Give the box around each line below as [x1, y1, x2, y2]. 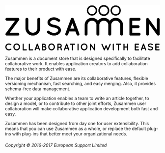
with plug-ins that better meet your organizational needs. [12, 131, 128, 137]
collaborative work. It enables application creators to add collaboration [5, 61, 148, 67]
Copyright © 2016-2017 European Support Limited [5, 142, 107, 148]
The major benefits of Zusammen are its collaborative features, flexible [5, 76, 148, 81]
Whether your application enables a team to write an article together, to [5, 96, 149, 102]
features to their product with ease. [5, 66, 77, 72]
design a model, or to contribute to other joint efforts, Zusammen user [5, 101, 146, 106]
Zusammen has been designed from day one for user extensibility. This [5, 121, 149, 127]
